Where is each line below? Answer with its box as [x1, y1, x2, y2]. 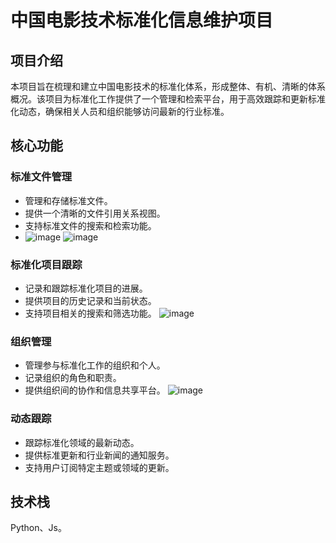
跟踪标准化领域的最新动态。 [24, 436, 140, 448]
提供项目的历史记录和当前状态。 [24, 294, 157, 306]
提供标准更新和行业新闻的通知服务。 [24, 449, 175, 461]
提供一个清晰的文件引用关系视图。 [24, 207, 166, 219]
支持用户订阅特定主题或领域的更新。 [24, 461, 175, 473]
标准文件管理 [10, 170, 73, 184]
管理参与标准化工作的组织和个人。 [24, 359, 166, 371]
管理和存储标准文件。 [24, 194, 113, 206]
